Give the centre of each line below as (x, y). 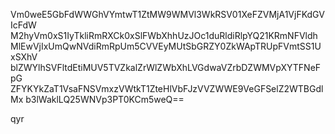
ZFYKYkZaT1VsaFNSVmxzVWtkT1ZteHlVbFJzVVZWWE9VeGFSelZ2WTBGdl (167, 88)
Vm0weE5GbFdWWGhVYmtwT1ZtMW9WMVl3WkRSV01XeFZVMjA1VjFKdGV (167, 14)
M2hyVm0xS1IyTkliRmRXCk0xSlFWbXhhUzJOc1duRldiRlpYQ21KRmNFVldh (164, 35)
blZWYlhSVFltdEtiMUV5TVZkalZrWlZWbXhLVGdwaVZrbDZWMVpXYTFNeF (166, 67)
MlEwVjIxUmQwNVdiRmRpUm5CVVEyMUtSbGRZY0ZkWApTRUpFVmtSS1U (166, 46)
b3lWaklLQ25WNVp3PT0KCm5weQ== (105, 99)
